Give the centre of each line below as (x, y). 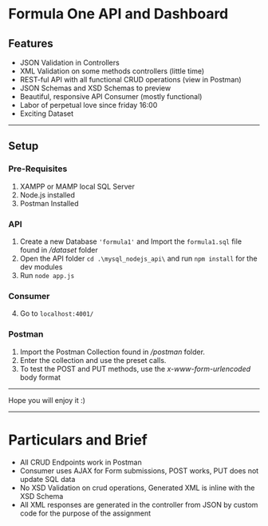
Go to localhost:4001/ (57, 313)
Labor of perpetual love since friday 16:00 (89, 105)
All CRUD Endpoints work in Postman (81, 462)
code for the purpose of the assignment (85, 513)
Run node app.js (47, 275)
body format (40, 377)
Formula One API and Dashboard (118, 14)
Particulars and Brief (78, 440)
